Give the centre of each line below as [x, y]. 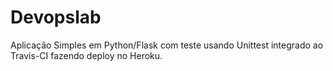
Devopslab [56, 17]
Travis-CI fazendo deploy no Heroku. [86, 55]
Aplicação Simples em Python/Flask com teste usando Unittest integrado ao [167, 45]
